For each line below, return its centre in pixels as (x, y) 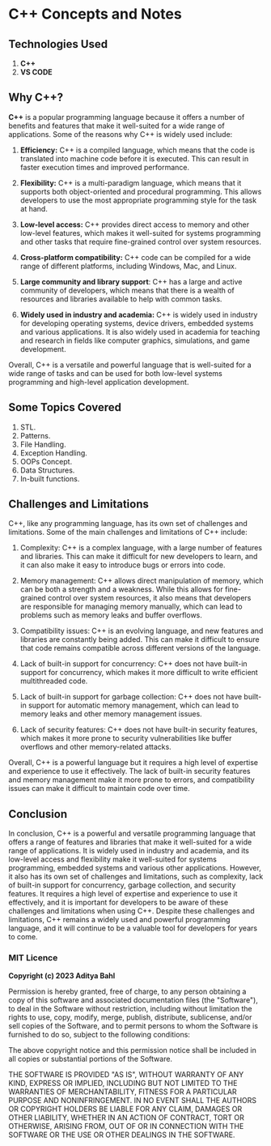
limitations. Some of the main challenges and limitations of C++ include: (128, 532)
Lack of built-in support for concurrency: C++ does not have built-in (134, 664)
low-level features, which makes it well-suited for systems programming (140, 233)
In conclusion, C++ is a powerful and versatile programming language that (132, 834)
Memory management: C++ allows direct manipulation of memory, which (142, 581)
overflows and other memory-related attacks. (95, 747)
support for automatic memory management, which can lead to (133, 705)
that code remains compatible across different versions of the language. (140, 648)
